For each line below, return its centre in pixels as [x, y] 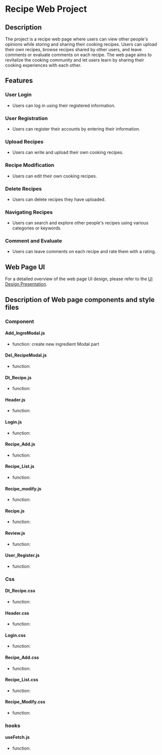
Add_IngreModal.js [25, 333]
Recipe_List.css [22, 680]
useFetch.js [17, 737]
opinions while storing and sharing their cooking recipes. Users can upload [81, 44]
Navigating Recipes [29, 212]
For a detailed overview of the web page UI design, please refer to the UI [79, 279]
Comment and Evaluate [34, 241]
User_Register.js [22, 556]
